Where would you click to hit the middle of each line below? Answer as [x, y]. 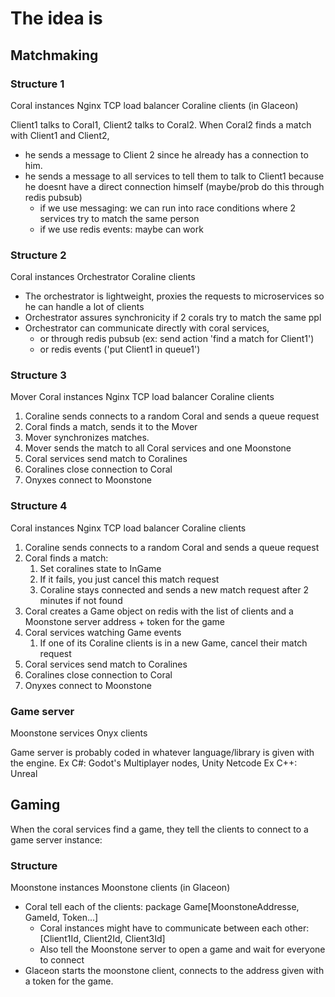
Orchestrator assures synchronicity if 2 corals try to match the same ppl [173, 318]
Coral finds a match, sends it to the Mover [111, 427]
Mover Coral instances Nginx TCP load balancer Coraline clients [142, 397]
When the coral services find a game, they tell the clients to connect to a [159, 829]
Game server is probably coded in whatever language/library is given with [162, 753]
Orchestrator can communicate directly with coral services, [147, 328]
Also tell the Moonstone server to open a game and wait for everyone [182, 949]
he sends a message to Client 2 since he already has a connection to [166, 154]
